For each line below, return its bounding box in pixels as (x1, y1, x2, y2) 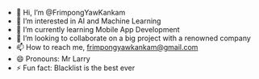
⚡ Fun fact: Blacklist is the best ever (15, 63, 136, 73)
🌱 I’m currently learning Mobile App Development (15, 25, 180, 34)
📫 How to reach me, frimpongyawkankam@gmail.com (15, 43, 198, 52)
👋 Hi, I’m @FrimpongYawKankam (15, 8, 126, 17)
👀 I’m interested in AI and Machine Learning (15, 16, 161, 26)
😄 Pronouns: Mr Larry (15, 54, 90, 64)
